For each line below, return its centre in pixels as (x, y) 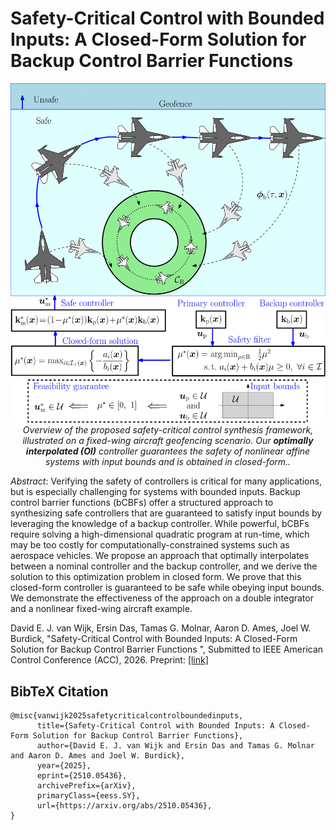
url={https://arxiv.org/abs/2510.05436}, (124, 806)
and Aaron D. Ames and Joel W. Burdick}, (98, 756)
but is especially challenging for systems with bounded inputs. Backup (155, 492)
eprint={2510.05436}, (82, 776)
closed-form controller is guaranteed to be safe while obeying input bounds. (167, 588)
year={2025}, (64, 766)
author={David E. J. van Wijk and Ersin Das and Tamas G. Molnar (175, 746)
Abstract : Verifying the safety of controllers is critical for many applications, (166, 481)
